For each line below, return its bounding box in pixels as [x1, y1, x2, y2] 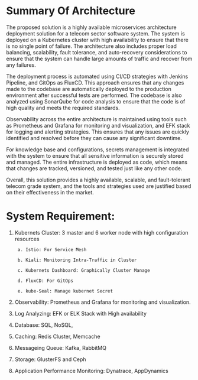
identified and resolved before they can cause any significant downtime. [6, 134, 182, 141]
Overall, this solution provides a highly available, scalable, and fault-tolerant [6, 176, 190, 183]
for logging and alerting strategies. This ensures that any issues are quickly [6, 128, 189, 135]
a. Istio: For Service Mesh [17, 246, 87, 252]
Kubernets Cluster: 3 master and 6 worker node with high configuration [14, 229, 189, 236]
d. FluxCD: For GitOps [17, 278, 74, 284]
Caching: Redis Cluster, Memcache [14, 333, 100, 340]
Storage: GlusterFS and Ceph [14, 356, 87, 363]
